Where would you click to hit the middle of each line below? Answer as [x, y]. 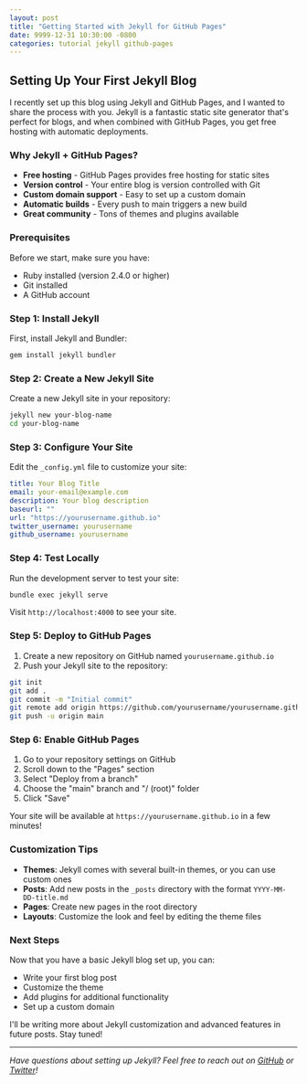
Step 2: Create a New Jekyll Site [82, 378]
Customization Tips [54, 849]
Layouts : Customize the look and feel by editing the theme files [142, 916]
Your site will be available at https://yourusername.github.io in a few [140, 816]
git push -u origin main [57, 717]
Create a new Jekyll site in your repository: [90, 399]
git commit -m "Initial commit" [71, 699]
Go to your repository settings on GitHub [99, 760]
